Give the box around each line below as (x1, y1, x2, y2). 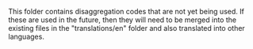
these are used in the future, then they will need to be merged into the (8, 15, 236, 24)
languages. (8, 32, 45, 41)
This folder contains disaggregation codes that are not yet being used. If (8, 7, 244, 16)
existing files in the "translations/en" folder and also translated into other (8, 24, 246, 32)
